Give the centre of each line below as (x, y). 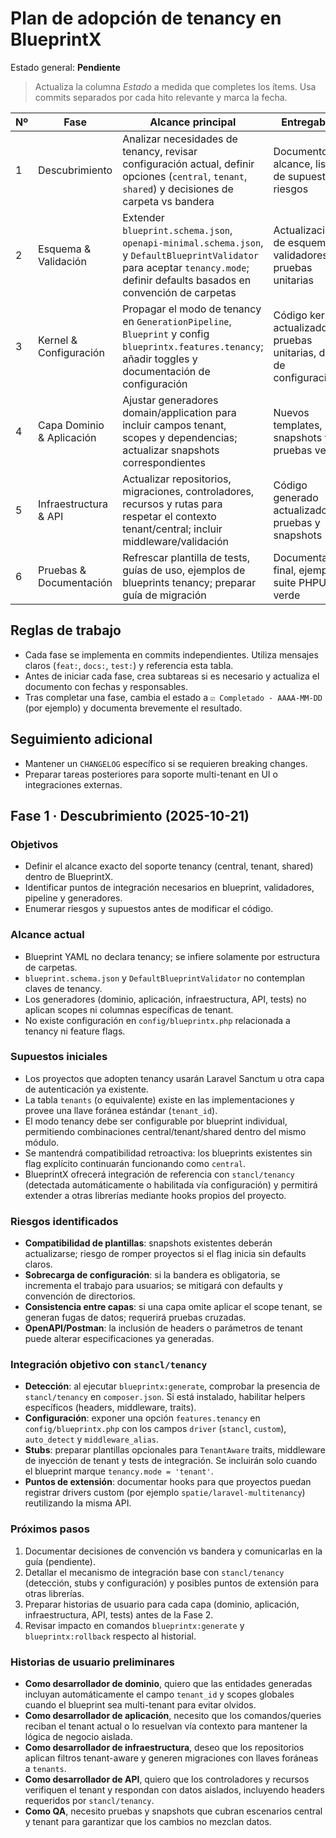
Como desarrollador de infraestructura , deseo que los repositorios (164, 1748)
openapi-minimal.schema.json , (193, 242)
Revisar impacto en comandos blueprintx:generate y (134, 1625)
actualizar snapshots (171, 450)
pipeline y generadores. (73, 898)
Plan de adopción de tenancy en (146, 18)
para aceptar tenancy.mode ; (186, 267)
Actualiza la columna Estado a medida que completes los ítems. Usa (175, 86)
